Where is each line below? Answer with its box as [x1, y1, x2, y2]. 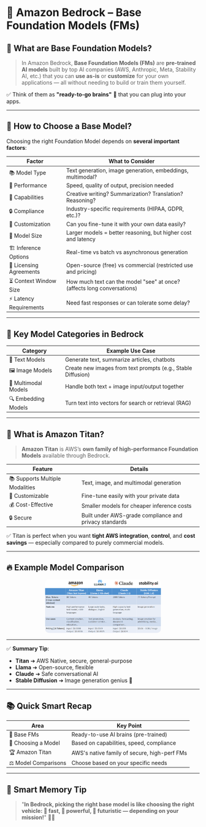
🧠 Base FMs [9, 731, 39, 739]
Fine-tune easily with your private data [81, 492, 180, 499]
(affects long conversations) [66, 285, 138, 292]
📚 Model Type [9, 169, 47, 176]
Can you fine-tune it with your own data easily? [66, 220, 186, 228]
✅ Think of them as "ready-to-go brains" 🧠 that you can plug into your [6, 91, 186, 98]
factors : [6, 144, 27, 151]
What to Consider [108, 158, 155, 165]
